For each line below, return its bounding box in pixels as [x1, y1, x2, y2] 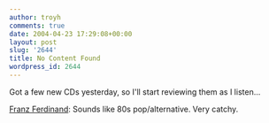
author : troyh [9, 12, 62, 22]
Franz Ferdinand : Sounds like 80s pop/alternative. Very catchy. [9, 104, 239, 114]
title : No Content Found [9, 54, 101, 63]
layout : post [9, 37, 58, 47]
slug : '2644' [9, 46, 58, 55]
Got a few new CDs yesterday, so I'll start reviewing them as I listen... [9, 86, 261, 97]
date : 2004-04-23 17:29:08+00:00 [9, 29, 133, 38]
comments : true [9, 21, 65, 30]
